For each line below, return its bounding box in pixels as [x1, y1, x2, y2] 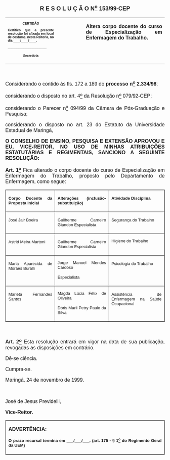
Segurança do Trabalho [111, 217, 154, 223]
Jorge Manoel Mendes [57, 260, 106, 265]
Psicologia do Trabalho [111, 261, 153, 266]
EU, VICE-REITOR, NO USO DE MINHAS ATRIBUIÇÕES [5, 144, 165, 150]
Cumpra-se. [5, 366, 32, 372]
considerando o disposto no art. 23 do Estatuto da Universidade [5, 121, 165, 127]
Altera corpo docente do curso [86, 23, 162, 29]
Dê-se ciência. [5, 355, 38, 361]
